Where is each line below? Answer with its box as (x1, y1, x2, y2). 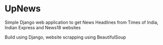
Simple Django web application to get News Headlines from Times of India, (4, 19, 159, 25)
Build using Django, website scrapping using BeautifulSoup (4, 34, 126, 40)
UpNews (4, 3, 41, 14)
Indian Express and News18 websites (4, 24, 81, 30)
